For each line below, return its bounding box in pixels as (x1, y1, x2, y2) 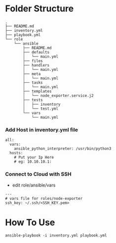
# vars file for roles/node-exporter (5, 196, 83, 201)
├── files (23, 58, 43, 63)
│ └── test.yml (23, 106, 58, 111)
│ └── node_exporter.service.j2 (23, 93, 94, 98)
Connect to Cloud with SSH (5, 171, 72, 178)
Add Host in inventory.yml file (5, 126, 78, 133)
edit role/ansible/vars (12, 182, 56, 188)
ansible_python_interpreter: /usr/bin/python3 (14, 146, 112, 151)
